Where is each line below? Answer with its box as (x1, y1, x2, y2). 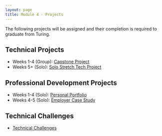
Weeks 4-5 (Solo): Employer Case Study (12, 97, 96, 103)
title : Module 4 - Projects (5, 12, 64, 17)
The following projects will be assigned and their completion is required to (5, 25, 157, 31)
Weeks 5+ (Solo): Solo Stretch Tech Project (12, 64, 102, 70)
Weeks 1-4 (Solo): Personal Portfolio (12, 92, 87, 98)
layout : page (5, 7, 32, 12)
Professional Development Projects (5, 78, 117, 87)
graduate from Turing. (5, 31, 50, 37)
